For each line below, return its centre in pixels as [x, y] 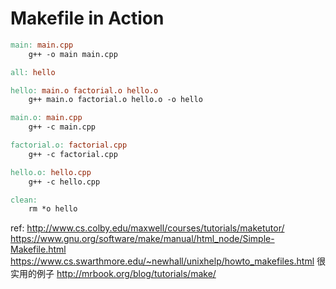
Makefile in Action [87, 18]
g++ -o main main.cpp [73, 54]
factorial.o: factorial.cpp [69, 145]
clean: [24, 200]
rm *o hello [53, 209]
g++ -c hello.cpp [64, 182]
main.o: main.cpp [46, 118]
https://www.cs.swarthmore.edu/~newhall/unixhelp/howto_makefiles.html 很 [168, 261]
